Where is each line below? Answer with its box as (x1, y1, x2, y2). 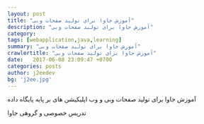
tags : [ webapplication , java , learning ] (7, 37, 122, 44)
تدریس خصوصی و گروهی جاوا (7, 108, 86, 117)
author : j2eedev (7, 69, 55, 76)
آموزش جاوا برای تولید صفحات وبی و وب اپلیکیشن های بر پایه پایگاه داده (7, 95, 196, 104)
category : (7, 30, 37, 37)
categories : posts (7, 63, 62, 70)
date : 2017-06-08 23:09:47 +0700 (7, 56, 113, 63)
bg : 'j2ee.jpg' (7, 75, 52, 83)
